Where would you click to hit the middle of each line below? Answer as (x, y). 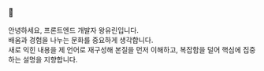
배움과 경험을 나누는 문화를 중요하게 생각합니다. (81, 40)
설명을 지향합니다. (50, 60)
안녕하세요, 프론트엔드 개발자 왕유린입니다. (74, 30)
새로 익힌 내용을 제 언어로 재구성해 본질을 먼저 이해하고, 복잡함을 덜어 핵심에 (125, 50)
